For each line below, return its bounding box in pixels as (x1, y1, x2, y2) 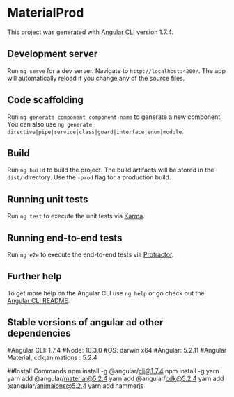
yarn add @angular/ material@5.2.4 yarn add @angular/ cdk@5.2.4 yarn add (7, 374, 224, 382)
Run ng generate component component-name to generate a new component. (7, 113, 223, 121)
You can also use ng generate (7, 120, 93, 128)
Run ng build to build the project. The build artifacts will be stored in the (7, 165, 214, 175)
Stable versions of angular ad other (7, 316, 164, 328)
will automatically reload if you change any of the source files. (7, 74, 185, 82)
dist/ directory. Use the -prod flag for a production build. (7, 173, 171, 181)
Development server (7, 48, 98, 60)
